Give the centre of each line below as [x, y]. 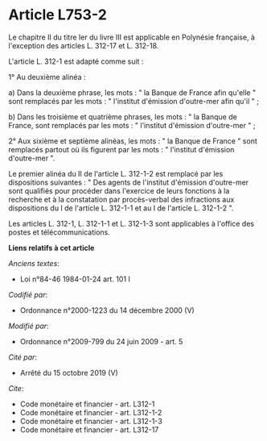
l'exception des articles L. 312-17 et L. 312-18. [84, 45]
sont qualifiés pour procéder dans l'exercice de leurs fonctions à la [119, 190]
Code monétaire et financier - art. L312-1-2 [91, 412]
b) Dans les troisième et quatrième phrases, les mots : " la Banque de [123, 116]
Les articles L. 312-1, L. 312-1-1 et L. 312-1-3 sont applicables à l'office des [131, 223]
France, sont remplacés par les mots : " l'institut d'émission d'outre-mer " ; [132, 125]
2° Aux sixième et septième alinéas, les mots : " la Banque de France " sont [133, 141]
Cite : [16, 388]
